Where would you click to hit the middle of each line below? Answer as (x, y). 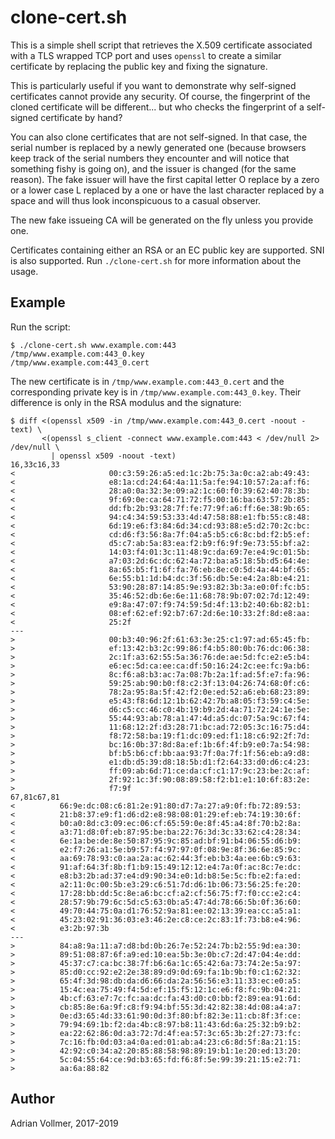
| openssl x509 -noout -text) (113, 456)
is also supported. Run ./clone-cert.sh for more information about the (156, 260)
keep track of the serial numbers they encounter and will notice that (150, 158)
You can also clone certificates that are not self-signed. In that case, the (159, 137)
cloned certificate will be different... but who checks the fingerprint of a (157, 107)
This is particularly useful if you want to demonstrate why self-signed (153, 85)
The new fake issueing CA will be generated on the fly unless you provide (162, 220)
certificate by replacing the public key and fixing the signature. (139, 66)
